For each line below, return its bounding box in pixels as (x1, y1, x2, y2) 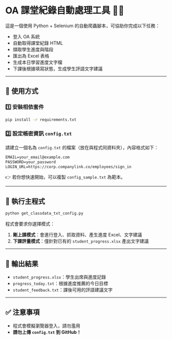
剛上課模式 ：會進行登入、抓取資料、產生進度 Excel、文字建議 (12, 232, 142, 238)
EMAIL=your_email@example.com (5, 154, 70, 159)
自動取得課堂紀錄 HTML (12, 39, 63, 46)
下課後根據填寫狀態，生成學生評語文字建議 (12, 65, 103, 72)
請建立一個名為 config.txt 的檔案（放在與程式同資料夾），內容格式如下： (5, 144, 159, 150)
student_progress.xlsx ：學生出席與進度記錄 (12, 274, 106, 280)
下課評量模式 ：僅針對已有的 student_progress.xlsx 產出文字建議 (12, 238, 149, 244)
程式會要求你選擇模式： (5, 221, 55, 227)
